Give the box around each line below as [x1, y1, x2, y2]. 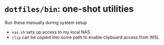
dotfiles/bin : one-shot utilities [4, 3, 134, 15]
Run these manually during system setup [4, 20, 87, 25]
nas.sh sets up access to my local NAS [11, 29, 90, 35]
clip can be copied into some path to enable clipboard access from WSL [11, 34, 160, 40]
